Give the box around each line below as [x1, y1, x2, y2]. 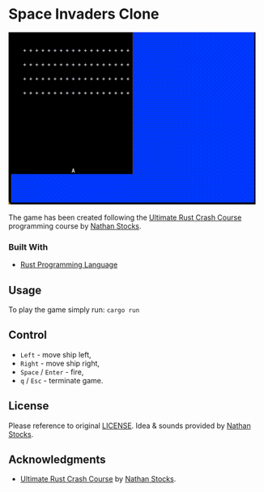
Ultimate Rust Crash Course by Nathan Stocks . [19, 474, 177, 484]
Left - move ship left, [19, 349, 92, 359]
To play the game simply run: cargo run [8, 305, 140, 314]
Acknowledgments [8, 453, 107, 467]
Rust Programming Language [19, 260, 118, 270]
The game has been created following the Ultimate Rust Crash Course [8, 212, 242, 222]
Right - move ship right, [19, 358, 100, 368]
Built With [8, 241, 49, 252]
